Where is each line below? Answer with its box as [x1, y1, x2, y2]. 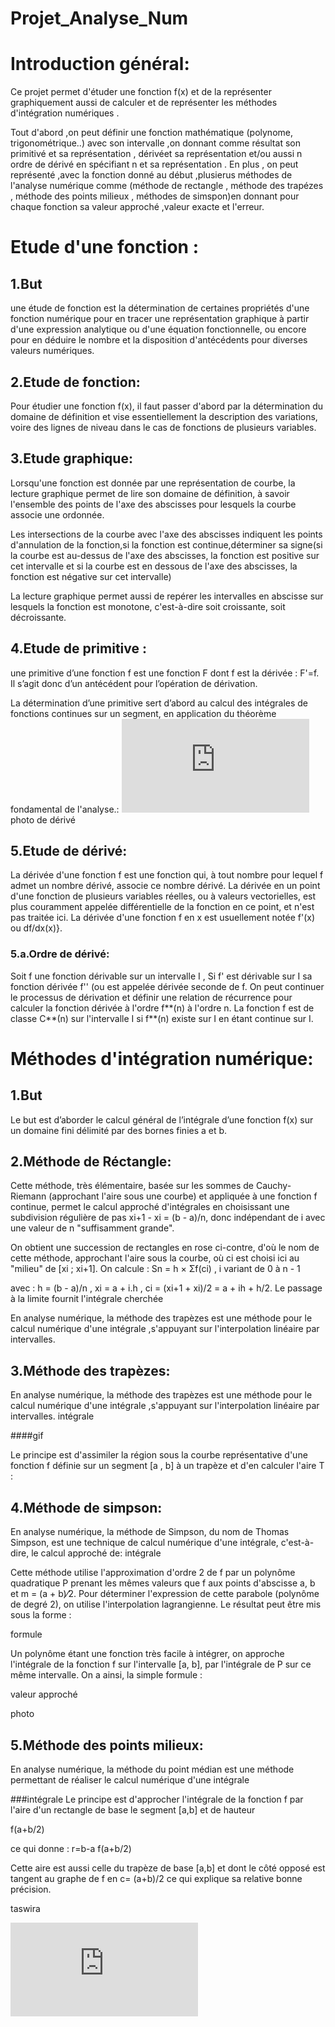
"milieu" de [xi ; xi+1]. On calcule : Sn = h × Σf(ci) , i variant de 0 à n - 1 [10, 1263, 301, 1275]
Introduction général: [10, 53, 190, 76]
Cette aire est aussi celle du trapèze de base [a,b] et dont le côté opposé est [10, 1862, 326, 1874]
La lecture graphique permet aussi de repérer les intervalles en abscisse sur [10, 590, 324, 602]
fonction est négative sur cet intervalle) [10, 570, 172, 582]
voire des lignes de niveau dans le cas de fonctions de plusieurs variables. [10, 421, 317, 433]
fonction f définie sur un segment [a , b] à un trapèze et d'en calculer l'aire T [10, 1460, 325, 1472]
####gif [10, 1430, 44, 1442]
